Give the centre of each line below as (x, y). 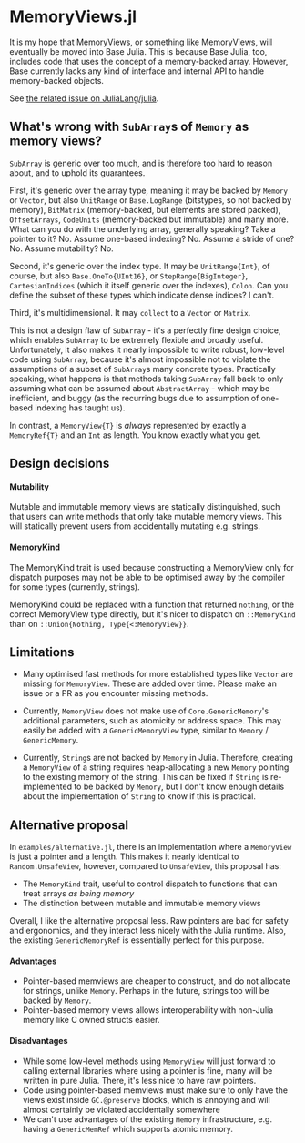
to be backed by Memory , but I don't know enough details (179, 787)
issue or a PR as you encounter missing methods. (115, 693)
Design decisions (60, 464)
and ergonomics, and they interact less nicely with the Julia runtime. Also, (148, 931)
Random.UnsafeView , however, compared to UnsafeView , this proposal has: (146, 866)
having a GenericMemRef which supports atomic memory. (128, 1128)
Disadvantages (39, 1040)
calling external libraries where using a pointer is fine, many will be (147, 1070)
